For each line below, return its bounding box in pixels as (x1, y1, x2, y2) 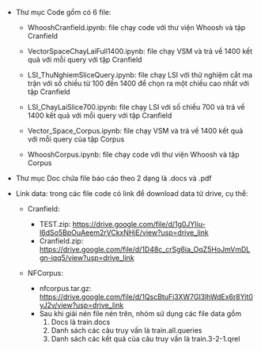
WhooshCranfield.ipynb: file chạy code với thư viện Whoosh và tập (27, 23, 246, 32)
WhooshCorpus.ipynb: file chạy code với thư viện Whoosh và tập (27, 150, 240, 159)
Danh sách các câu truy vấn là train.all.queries (51, 326, 202, 335)
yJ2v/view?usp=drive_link (39, 300, 124, 310)
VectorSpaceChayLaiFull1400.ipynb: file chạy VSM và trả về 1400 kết (27, 47, 253, 55)
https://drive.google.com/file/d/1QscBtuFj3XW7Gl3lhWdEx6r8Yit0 (39, 292, 253, 301)
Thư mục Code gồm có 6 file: (15, 8, 112, 17)
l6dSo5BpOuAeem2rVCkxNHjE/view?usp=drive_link (39, 228, 210, 237)
